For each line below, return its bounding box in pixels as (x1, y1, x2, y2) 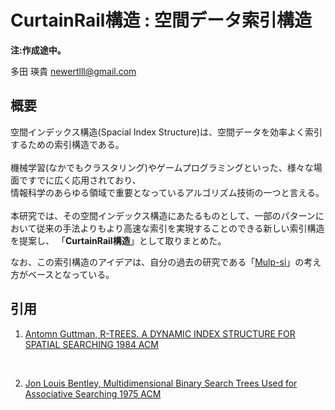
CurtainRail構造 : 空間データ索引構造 (10, 9, 313, 32)
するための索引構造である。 (10, 138, 125, 150)
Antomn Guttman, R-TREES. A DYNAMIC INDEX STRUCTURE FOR (24, 327, 296, 340)
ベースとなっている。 (27, 268, 115, 280)
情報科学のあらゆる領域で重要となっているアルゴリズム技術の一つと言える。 (10, 186, 325, 198)
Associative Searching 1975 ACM (24, 387, 162, 400)
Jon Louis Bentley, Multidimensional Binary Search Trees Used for (24, 377, 298, 389)
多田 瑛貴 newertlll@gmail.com (10, 65, 137, 77)
